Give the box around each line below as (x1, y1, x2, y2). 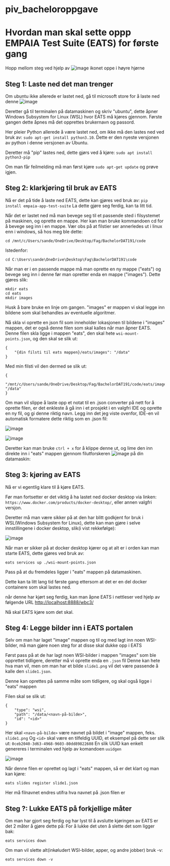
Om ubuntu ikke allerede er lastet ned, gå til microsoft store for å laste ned (5, 93, 160, 99)
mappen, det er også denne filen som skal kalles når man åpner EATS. (5, 325, 151, 331)
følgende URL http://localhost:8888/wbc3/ (5, 599, 94, 605)
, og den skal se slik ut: (30, 335, 78, 341)
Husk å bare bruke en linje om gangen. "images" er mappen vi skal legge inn (5, 304, 165, 310)
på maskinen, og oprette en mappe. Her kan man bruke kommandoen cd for (5, 218, 163, 224)
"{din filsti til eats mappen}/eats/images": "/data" (14, 349, 130, 355)
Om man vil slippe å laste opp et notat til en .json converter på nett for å (5, 399, 154, 406)
